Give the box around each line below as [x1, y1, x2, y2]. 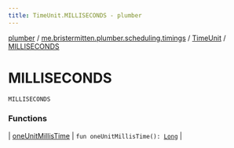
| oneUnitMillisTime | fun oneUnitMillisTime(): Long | [8, 131, 183, 140]
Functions [8, 113, 47, 124]
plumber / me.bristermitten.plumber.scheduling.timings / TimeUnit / [8, 33, 226, 43]
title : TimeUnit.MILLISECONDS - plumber [8, 11, 143, 20]
